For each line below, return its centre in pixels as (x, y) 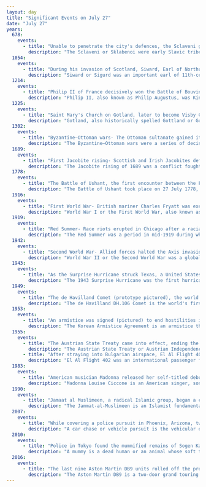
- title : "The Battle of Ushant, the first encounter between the (109, 184)
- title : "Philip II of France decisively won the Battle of (102, 92)
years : (15, 29)
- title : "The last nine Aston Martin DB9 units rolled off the (106, 469)
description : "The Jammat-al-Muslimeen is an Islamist (100, 406)
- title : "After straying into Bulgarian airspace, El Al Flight (108, 355)
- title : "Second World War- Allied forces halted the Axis (101, 252)
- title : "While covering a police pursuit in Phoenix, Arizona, (108, 423)
